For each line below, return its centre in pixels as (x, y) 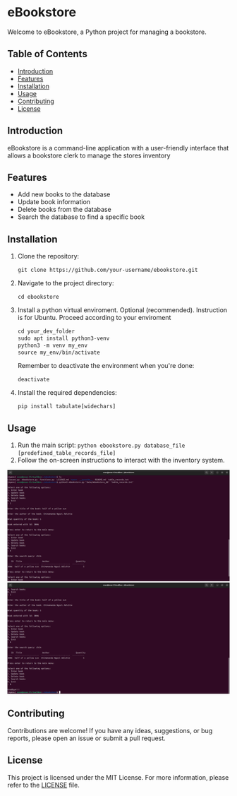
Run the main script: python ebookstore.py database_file (101, 445)
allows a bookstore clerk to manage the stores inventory (89, 155)
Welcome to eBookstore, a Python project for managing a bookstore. (107, 32)
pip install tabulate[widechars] (67, 407)
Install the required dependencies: (67, 393)
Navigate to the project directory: (66, 283)
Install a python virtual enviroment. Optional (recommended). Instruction (122, 310)
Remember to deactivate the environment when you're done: (106, 366)
